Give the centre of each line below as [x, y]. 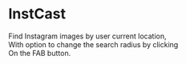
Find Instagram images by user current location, [87, 36]
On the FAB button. [40, 53]
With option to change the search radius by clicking [93, 44]
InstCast [37, 14]
